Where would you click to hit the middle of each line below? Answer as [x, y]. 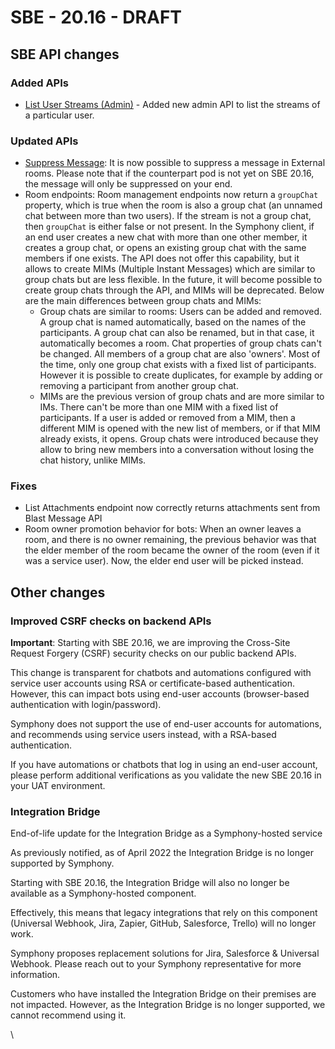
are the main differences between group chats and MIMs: [143, 301]
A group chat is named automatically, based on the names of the [173, 322]
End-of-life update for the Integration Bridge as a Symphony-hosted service [166, 833]
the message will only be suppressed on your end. [128, 184]
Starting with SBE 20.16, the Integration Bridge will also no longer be [150, 883]
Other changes [58, 592]
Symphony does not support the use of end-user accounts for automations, [166, 724]
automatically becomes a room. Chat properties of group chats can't [180, 343]
